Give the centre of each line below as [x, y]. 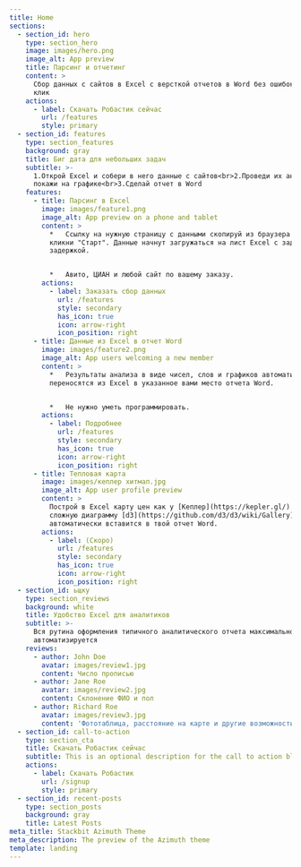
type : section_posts [64, 807]
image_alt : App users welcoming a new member [128, 358]
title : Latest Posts [64, 824]
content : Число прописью [88, 674]
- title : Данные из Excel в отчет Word [107, 341]
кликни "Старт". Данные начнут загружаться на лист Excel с [163, 243]
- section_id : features [61, 134]
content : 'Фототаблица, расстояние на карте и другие [144, 723]
